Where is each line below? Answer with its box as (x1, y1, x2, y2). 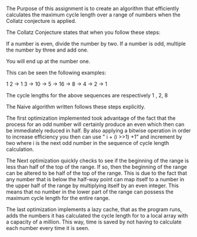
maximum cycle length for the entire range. (6, 195, 110, 201)
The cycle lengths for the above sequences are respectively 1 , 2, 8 (6, 92, 168, 99)
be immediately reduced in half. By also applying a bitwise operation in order (6, 127, 191, 134)
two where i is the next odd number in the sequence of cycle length (6, 140, 169, 146)
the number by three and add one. (6, 46, 89, 53)
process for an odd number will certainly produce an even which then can (6, 121, 185, 128)
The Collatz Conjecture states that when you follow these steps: (6, 29, 161, 36)
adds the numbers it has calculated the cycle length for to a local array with (6, 212, 188, 219)
